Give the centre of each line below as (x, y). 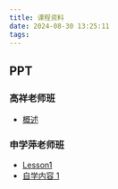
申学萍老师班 (37, 145)
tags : (19, 34)
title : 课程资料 (37, 18)
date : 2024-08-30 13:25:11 (59, 26)
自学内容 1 (41, 175)
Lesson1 (37, 165)
